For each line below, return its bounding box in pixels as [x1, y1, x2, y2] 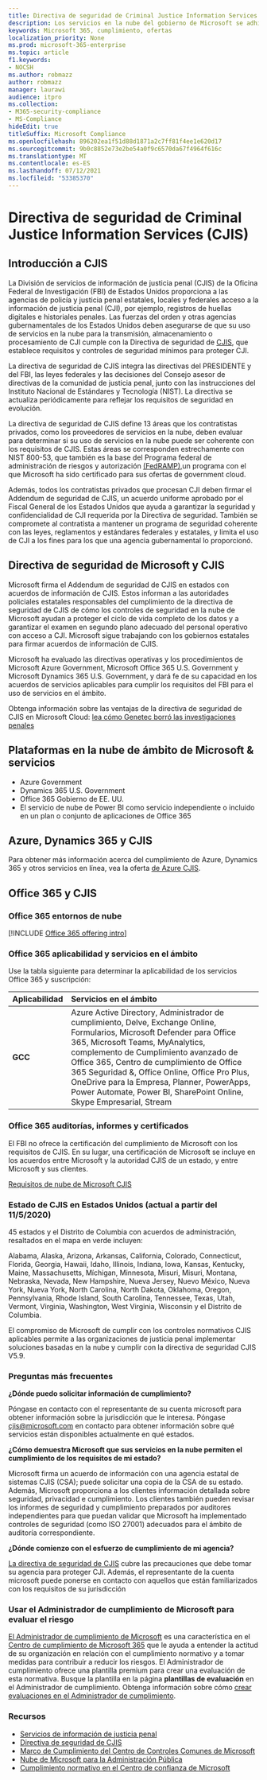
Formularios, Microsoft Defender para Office [71, 1027, 237, 1038]
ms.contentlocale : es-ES [8, 160, 91, 168]
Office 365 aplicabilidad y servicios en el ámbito [8, 948, 199, 959]
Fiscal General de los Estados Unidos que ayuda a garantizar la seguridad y [8, 502, 256, 511]
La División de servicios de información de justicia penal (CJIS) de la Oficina [8, 278, 258, 287]
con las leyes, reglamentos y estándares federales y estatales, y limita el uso [8, 527, 259, 537]
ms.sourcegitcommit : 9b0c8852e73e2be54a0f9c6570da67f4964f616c [8, 145, 222, 153]
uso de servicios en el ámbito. [8, 688, 106, 698]
